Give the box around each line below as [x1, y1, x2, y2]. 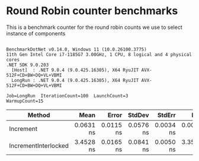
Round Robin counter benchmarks [6, 4, 178, 18]
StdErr [157, 111, 176, 119]
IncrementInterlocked [9, 142, 69, 150]
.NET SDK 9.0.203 [6, 62, 49, 68]
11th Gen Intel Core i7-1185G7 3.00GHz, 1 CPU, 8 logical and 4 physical [6, 51, 192, 57]
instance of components [6, 29, 66, 37]
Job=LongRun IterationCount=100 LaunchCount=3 [6, 93, 129, 98]
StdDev [127, 111, 149, 119]
